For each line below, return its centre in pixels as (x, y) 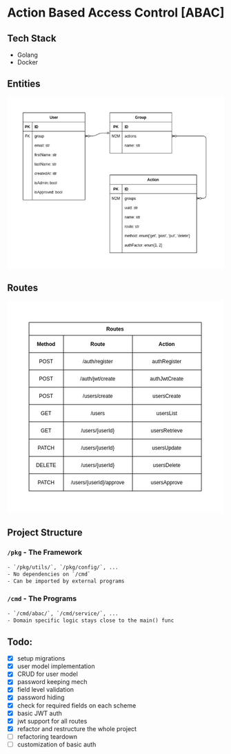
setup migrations (41, 659)
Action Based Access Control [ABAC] (116, 13)
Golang (27, 55)
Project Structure (45, 532)
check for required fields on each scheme (77, 705)
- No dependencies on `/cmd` (49, 574)
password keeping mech (52, 682)
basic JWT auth (39, 713)
